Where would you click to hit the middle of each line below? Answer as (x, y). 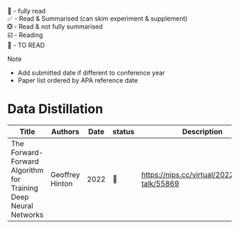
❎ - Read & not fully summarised (55, 26)
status (124, 132)
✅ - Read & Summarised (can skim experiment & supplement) (97, 18)
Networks (27, 215)
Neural (22, 206)
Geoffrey (65, 174)
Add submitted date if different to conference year (91, 73)
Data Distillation (55, 109)
